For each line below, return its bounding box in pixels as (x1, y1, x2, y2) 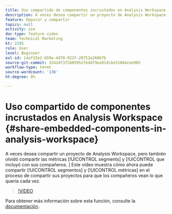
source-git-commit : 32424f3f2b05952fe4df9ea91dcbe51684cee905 (5, 60, 141, 65)
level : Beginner (5, 50, 40, 55)
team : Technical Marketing (5, 36, 63, 42)
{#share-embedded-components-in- (5, 123, 166, 134)
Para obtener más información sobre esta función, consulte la (5, 198, 136, 204)
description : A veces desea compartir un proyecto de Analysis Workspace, (5, 12, 168, 17)
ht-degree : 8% (5, 74, 36, 80)
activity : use (5, 27, 36, 32)
